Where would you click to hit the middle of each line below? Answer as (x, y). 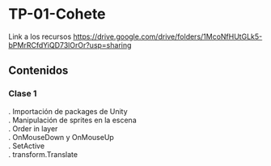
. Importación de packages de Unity (68, 111)
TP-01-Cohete (57, 14)
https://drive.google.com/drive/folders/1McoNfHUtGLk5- (167, 36)
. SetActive (27, 146)
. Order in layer (33, 128)
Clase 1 (23, 94)
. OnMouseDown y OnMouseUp (61, 137)
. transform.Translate (43, 154)
